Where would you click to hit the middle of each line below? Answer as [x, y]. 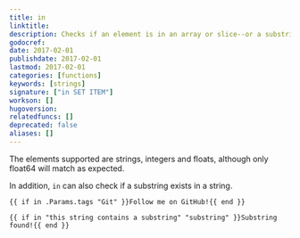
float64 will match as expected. [67, 168]
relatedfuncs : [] [42, 117]
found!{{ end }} [39, 225]
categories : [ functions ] [55, 76]
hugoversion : [33, 109]
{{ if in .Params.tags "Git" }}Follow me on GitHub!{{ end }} [127, 201]
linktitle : [29, 26]
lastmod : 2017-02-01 [48, 68]
